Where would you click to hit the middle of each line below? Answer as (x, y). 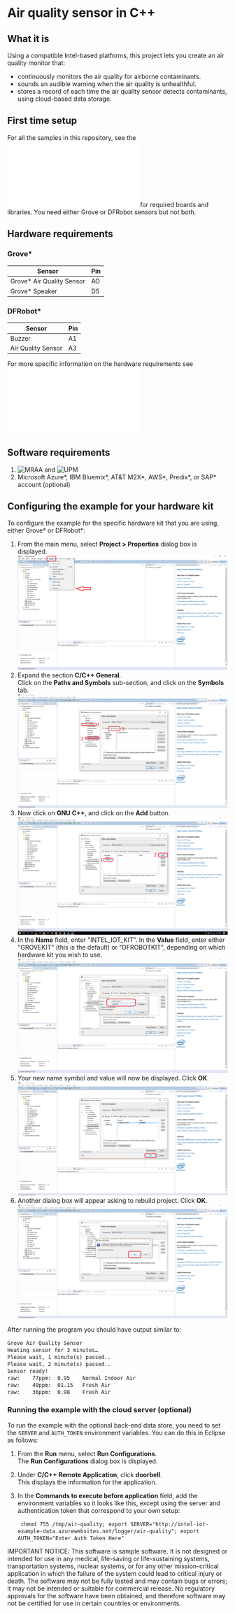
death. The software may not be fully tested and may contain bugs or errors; (117, 1581)
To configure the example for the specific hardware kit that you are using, (113, 523)
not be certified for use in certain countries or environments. (94, 1603)
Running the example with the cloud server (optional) (100, 1410)
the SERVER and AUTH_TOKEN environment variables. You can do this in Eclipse (116, 1432)
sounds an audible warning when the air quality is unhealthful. (107, 84)
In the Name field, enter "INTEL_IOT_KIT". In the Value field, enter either (121, 940)
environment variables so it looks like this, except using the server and (119, 1503)
